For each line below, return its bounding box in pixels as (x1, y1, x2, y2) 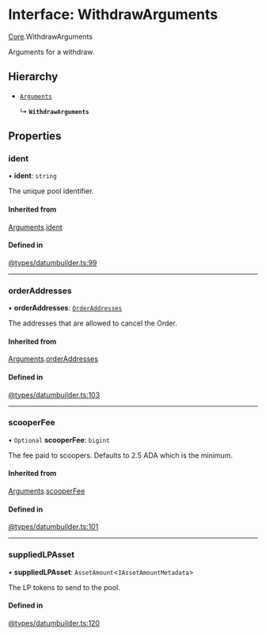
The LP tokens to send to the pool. (8, 582, 120, 592)
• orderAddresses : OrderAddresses (8, 303, 123, 313)
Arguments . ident (8, 222, 63, 231)
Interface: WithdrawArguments (8, 6, 218, 24)
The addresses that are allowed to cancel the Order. (8, 318, 178, 328)
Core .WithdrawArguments (8, 32, 93, 41)
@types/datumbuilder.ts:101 (8, 522, 99, 531)
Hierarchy (8, 70, 59, 84)
